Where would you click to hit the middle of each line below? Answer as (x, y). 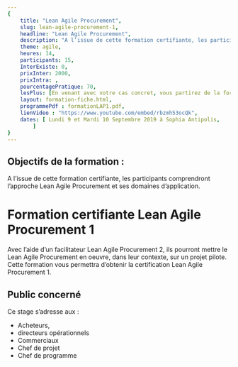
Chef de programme (47, 355)
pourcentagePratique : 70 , (58, 87)
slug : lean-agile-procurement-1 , (69, 27)
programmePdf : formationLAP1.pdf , (73, 106)
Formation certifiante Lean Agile (104, 215)
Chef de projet (39, 348)
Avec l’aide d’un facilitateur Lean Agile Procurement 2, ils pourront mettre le (118, 250)
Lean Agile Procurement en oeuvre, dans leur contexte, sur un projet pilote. (117, 257)
